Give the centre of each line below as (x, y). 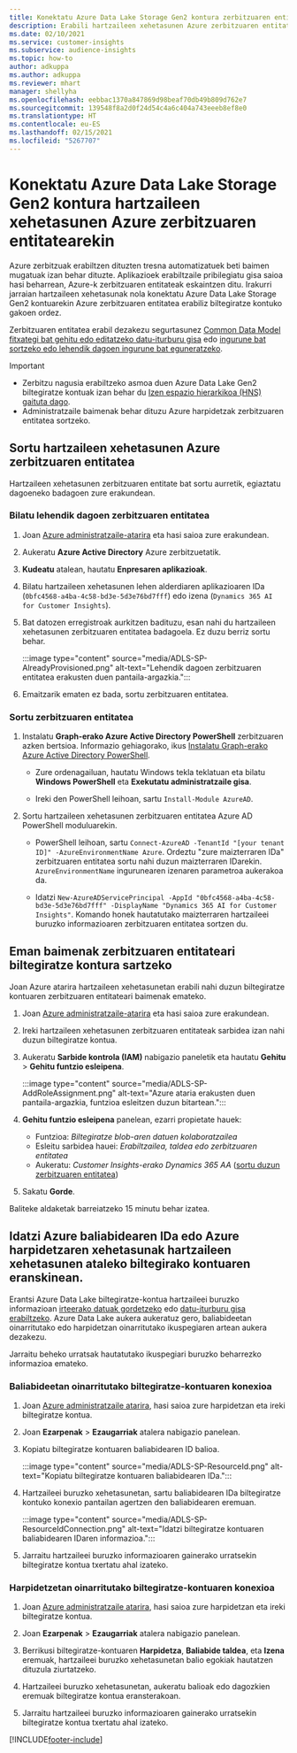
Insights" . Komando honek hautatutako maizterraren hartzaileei (152, 915)
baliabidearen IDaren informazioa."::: (88, 1538)
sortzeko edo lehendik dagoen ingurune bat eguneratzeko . (116, 348)
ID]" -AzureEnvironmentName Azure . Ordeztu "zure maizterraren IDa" (160, 852)
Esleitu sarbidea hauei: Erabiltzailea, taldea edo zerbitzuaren (146, 1146)
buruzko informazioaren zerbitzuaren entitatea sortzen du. (141, 924)
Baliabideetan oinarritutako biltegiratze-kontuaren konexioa (141, 1386)
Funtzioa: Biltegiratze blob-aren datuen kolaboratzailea (136, 1136)
